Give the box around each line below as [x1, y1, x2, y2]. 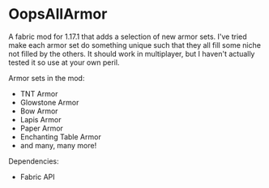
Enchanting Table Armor [19, 131, 101, 142]
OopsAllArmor [8, 5, 108, 23]
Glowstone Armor [19, 97, 79, 107]
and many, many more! [19, 140, 97, 150]
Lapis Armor [19, 114, 62, 124]
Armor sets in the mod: [8, 73, 85, 83]
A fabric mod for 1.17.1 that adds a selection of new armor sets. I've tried [8, 32, 247, 41]
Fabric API [19, 172, 55, 182]
